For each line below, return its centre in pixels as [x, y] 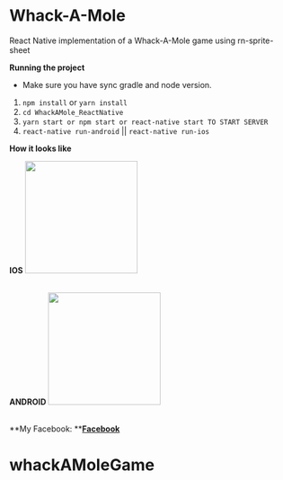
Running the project [47, 67]
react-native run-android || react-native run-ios [115, 130]
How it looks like [40, 148]
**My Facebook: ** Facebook [65, 429]
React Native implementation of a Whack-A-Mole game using [123, 40]
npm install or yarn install [75, 102]
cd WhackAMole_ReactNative [73, 112]
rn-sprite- [256, 40]
